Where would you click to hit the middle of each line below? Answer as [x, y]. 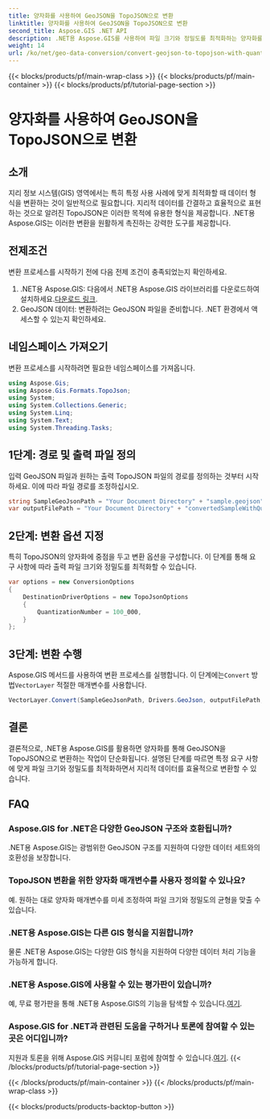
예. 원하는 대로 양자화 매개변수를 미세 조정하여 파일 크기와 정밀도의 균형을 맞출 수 [135, 899]
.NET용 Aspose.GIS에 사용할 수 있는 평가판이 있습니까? [110, 985]
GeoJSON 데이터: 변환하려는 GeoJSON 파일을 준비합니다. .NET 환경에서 [135, 309]
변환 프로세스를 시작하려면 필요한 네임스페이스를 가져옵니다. [102, 368]
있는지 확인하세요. [78, 319]
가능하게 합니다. [33, 962]
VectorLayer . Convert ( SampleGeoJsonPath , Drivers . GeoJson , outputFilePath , [136, 700]
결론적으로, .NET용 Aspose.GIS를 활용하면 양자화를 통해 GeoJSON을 [117, 748]
